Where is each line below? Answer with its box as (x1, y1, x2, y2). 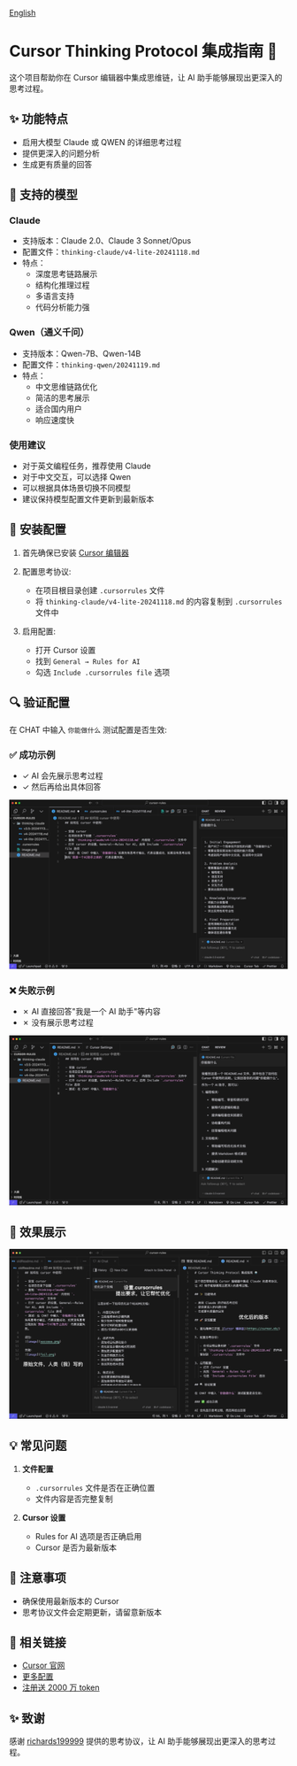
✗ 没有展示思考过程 (21, 1017, 95, 1028)
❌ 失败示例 (9, 984, 55, 997)
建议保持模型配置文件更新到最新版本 (21, 494, 155, 505)
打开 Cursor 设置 (34, 644, 96, 655)
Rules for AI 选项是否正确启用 (34, 1531, 142, 1541)
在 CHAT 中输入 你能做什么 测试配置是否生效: (9, 724, 168, 735)
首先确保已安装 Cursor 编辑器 (21, 547, 130, 558)
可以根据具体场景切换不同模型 (21, 482, 131, 494)
